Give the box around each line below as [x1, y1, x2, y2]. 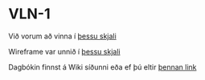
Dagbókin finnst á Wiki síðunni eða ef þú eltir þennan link [8, 62, 197, 72]
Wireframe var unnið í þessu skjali [8, 46, 121, 56]
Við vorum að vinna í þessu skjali [8, 31, 117, 41]
